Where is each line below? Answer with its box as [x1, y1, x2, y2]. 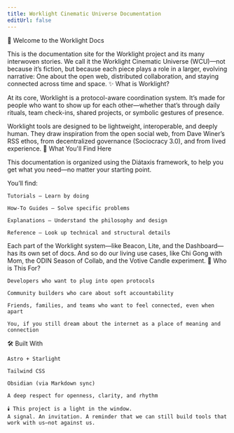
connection [7, 327, 39, 334]
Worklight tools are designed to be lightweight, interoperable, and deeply [7, 122, 218, 130]
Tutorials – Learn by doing [7, 192, 90, 200]
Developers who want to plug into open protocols [7, 277, 156, 284]
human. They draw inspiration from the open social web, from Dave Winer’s [7, 129, 226, 137]
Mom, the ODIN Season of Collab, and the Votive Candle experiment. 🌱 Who [7, 256, 227, 265]
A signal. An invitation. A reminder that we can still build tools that [7, 413, 228, 420]
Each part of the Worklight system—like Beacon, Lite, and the [7, 241, 184, 249]
